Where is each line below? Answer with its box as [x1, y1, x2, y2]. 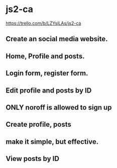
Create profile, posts [6, 120, 72, 129]
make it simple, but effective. [6, 137, 99, 146]
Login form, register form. [6, 69, 88, 77]
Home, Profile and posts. [6, 52, 85, 60]
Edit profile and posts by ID [6, 86, 92, 95]
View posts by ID [6, 154, 60, 163]
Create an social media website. [6, 35, 108, 43]
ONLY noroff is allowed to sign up [6, 103, 112, 112]
